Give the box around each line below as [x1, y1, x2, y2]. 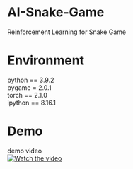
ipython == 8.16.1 [7, 98, 57, 107]
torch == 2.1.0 [7, 91, 48, 99]
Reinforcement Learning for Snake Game [7, 28, 126, 36]
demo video [7, 146, 42, 155]
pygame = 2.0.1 [7, 83, 52, 92]
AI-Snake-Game [7, 4, 105, 21]
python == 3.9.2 [7, 76, 54, 84]
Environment [7, 52, 85, 69]
